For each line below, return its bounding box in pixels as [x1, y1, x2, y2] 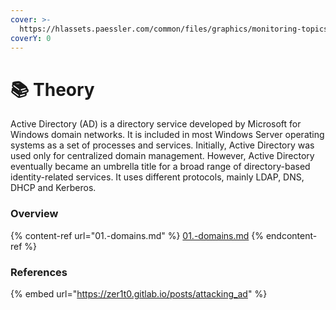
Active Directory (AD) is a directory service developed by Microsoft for [10, 118, 302, 130]
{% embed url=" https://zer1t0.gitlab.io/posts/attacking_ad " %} [10, 287, 268, 300]
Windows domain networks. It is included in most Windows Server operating [10, 129, 325, 141]
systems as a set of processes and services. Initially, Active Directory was [10, 139, 315, 151]
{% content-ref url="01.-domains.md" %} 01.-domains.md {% [10, 229, 264, 241]
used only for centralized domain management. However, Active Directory [10, 150, 315, 162]
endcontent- [265, 229, 318, 241]
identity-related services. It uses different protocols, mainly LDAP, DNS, [10, 171, 305, 183]
